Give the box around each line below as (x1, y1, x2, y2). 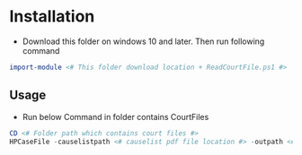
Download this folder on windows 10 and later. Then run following (22, 36, 265, 47)
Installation (9, 6, 95, 27)
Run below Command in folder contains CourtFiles (22, 111, 209, 122)
